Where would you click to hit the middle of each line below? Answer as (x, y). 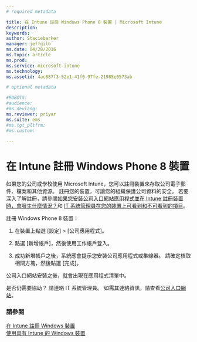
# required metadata (31, 11)
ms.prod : (17, 60)
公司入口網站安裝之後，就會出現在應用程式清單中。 (68, 276)
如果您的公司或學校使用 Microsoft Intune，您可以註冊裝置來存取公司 (88, 184)
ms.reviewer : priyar (31, 114)
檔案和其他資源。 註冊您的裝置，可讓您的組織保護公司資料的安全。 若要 (102, 191)
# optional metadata (31, 87)
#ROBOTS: (17, 98)
